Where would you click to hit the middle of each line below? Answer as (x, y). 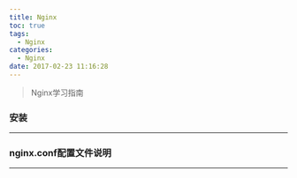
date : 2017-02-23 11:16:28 (59, 67)
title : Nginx (33, 17)
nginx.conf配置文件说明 (61, 153)
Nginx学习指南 (57, 93)
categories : (31, 50)
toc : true (27, 26)
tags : (19, 33)
